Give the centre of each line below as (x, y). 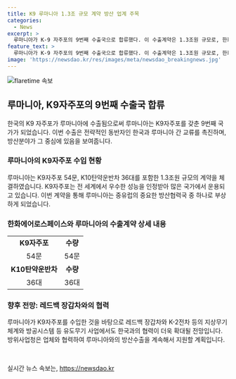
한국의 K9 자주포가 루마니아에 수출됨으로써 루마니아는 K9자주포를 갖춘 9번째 (112, 123)
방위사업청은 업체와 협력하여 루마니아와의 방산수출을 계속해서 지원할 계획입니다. (116, 340)
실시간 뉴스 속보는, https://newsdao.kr (61, 368)
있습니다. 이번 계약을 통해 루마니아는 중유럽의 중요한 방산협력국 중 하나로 (114, 195)
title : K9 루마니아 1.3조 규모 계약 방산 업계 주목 (73, 14)
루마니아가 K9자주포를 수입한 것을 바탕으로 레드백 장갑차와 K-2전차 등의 (105, 322)
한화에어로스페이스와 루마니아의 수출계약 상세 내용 (87, 224)
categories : (25, 20)
